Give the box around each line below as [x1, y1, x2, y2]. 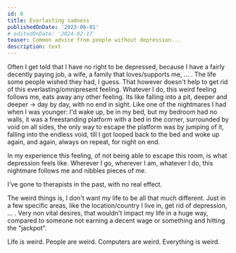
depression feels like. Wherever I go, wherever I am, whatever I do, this [7, 159, 213, 167]
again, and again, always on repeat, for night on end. [7, 138, 161, 146]
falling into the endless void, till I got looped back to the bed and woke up [7, 130, 220, 139]
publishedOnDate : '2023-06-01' [7, 23, 99, 30]
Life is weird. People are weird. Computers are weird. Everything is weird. [7, 237, 221, 246]
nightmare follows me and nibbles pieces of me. [7, 167, 147, 175]
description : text [7, 43, 61, 50]
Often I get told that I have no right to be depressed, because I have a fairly [7, 63, 225, 71]
